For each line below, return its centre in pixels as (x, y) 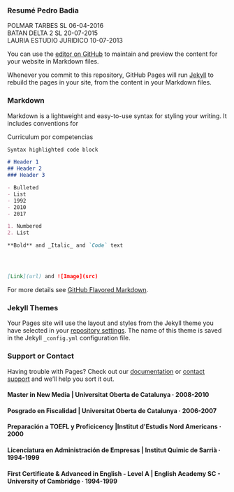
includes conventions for (43, 123)
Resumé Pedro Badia (43, 10)
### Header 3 (26, 175)
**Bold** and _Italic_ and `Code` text (65, 246)
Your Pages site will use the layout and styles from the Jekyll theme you (111, 323)
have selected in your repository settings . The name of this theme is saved (115, 331)
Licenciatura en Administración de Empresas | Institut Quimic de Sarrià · (114, 450)
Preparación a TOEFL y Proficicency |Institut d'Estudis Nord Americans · (114, 427)
